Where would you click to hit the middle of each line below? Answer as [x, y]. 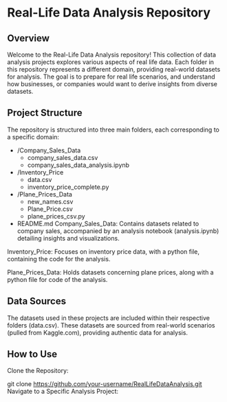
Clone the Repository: [38, 371]
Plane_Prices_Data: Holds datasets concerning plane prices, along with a [111, 272]
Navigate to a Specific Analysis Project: [63, 392]
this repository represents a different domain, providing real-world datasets [114, 69]
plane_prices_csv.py [56, 216]
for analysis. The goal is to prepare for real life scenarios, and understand [111, 77]
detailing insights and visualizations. [68, 238]
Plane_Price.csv [50, 209]
